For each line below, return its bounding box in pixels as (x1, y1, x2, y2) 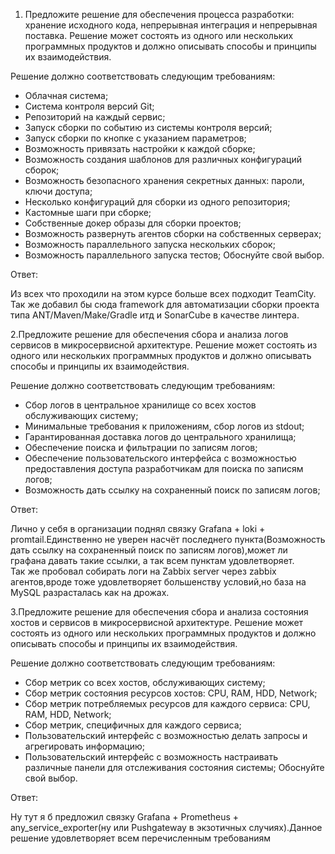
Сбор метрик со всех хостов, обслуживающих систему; (24, 677, 266, 688)
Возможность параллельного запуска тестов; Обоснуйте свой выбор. (24, 249, 325, 261)
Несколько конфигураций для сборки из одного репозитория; (24, 196, 291, 208)
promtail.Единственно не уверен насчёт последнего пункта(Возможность (10, 534, 326, 545)
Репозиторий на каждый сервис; (24, 111, 166, 123)
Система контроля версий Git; (24, 100, 155, 112)
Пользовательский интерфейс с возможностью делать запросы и (24, 730, 308, 741)
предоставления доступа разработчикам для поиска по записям (24, 463, 304, 474)
